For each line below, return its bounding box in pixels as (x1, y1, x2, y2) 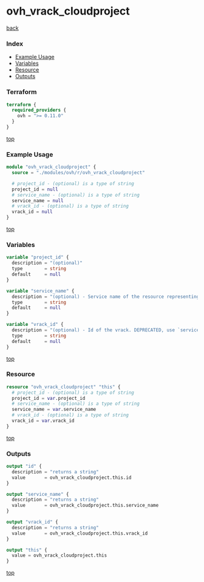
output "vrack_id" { (6, 519, 59, 526)
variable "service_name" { (6, 288, 75, 294)
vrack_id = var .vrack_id (12, 418, 75, 424)
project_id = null (12, 186, 59, 192)
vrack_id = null (12, 209, 53, 215)
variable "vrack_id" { (6, 322, 64, 328)
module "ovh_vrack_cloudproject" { (6, 164, 97, 171)
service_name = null (12, 197, 64, 204)
